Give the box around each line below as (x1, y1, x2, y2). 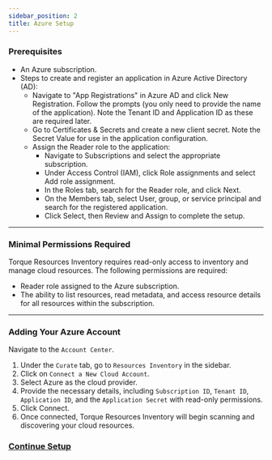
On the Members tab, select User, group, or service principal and (44, 194, 261, 203)
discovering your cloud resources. (19, 420, 135, 430)
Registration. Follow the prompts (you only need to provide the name (32, 99, 261, 109)
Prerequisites (8, 46, 62, 57)
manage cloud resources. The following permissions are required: (8, 266, 228, 275)
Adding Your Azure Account (8, 326, 121, 338)
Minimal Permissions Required (8, 238, 131, 249)
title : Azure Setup (8, 19, 74, 28)
